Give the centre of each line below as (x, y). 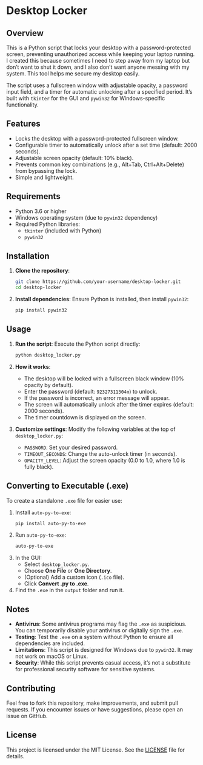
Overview (25, 33)
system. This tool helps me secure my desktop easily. (73, 73)
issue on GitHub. (27, 716)
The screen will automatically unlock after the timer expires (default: (109, 404)
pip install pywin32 (41, 310)
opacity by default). (48, 385)
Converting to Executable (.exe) (68, 486)
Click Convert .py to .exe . (56, 584)
